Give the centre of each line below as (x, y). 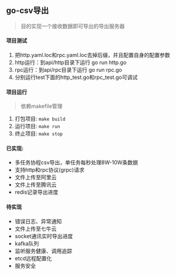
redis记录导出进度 (36, 192)
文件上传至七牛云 (36, 228)
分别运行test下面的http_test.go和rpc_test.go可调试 (76, 77)
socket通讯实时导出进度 (44, 236)
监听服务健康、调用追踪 (43, 251)
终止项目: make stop (39, 134)
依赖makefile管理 (41, 106)
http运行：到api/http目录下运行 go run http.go (71, 63)
